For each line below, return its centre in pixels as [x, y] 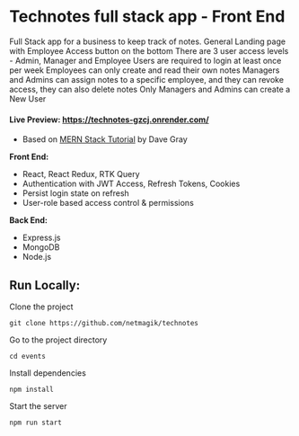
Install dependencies [48, 373]
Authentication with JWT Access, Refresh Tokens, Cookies [131, 184]
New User [28, 98]
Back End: [28, 220]
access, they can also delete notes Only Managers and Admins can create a [150, 89]
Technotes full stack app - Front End [147, 17]
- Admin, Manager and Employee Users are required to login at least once [145, 60]
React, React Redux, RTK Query [81, 174]
